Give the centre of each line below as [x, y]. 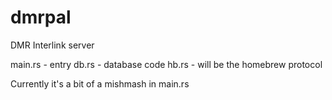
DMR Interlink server [52, 45]
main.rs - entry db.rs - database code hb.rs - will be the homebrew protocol [166, 64]
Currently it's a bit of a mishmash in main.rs [100, 83]
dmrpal [41, 17]
